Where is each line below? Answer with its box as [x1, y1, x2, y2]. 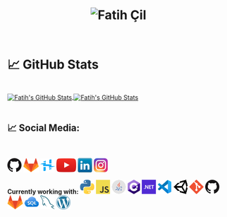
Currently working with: [7, 187, 79, 196]
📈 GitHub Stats [7, 57, 99, 73]
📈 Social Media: [7, 122, 80, 134]
